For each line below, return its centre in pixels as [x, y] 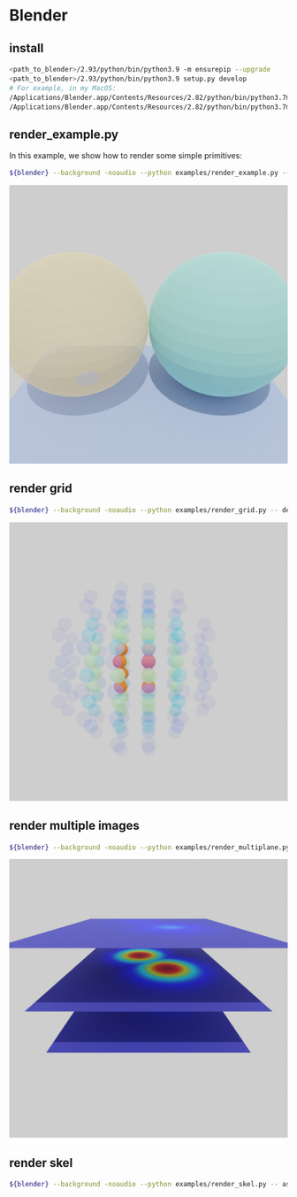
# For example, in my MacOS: [63, 88]
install [27, 48]
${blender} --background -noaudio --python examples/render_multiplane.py [150, 847]
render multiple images [74, 826]
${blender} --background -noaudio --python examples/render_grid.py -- [144, 510]
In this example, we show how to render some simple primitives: [126, 156]
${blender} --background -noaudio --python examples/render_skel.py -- [144, 1185]
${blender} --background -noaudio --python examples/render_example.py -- [150, 173]
